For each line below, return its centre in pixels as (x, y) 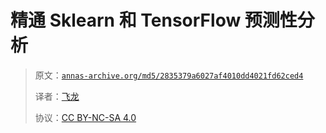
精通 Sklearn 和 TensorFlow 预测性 (154, 20)
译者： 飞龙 (57, 96)
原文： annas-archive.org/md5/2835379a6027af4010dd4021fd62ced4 (169, 75)
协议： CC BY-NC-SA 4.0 (85, 117)
